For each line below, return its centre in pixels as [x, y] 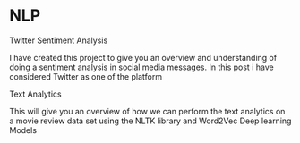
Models [23, 130]
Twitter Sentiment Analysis [59, 40]
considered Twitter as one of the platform [86, 76]
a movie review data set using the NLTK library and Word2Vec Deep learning [150, 121]
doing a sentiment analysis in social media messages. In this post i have [142, 67]
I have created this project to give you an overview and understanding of [143, 57]
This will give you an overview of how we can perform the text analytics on [147, 111]
